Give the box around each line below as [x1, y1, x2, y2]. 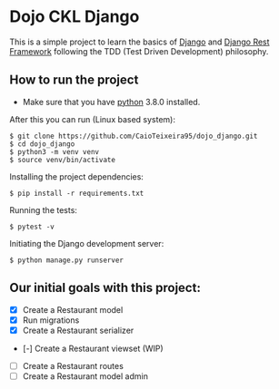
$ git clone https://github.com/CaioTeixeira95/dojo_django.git [9, 131, 258, 141]
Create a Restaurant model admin [22, 370, 148, 382]
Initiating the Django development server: [9, 238, 164, 248]
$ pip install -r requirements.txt [9, 189, 144, 198]
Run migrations [22, 315, 80, 326]
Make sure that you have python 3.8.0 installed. [22, 96, 201, 107]
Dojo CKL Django [9, 6, 140, 27]
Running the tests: [9, 204, 77, 215]
